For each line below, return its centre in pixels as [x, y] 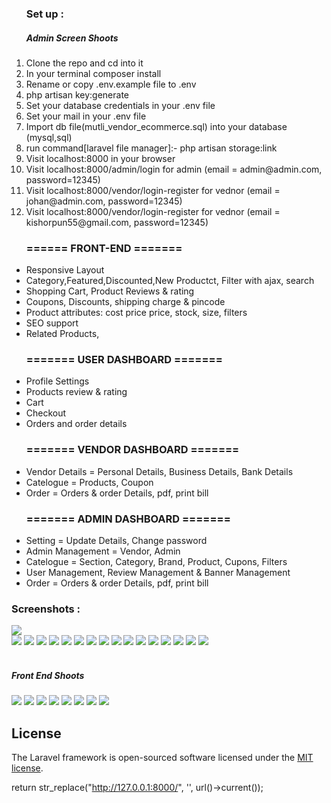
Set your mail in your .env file [86, 116]
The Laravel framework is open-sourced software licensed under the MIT [162, 758]
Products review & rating [76, 392]
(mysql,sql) [49, 137]
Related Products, [62, 334]
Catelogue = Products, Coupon [89, 482]
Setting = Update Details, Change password [116, 541]
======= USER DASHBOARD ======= [124, 360]
